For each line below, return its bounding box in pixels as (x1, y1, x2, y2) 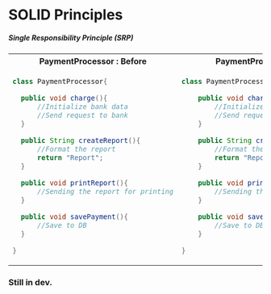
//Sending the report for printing (37, 187, 174, 195)
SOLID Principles (8, 6, 123, 24)
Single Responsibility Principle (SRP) (8, 32, 134, 42)
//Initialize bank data (37, 103, 129, 111)
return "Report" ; (37, 153, 104, 162)
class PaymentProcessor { (12, 77, 108, 86)
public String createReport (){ (20, 136, 141, 145)
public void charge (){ (20, 94, 108, 103)
